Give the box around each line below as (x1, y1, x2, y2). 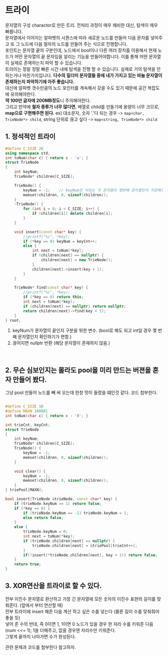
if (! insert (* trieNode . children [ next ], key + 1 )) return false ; (23, 553, 157, 558)
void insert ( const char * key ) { (14, 229, 81, 234)
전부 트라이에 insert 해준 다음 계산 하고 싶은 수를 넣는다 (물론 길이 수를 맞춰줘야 (5, 608, 159, 614)
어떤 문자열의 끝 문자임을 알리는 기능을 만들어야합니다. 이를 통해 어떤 (14, 53, 148, 59)
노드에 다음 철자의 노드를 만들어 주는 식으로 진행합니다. (20, 41, 128, 47)
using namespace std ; (5, 151, 50, 156)
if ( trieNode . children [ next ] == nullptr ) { (23, 538, 115, 544)
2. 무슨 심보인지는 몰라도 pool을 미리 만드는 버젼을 (5, 366, 151, 374)
